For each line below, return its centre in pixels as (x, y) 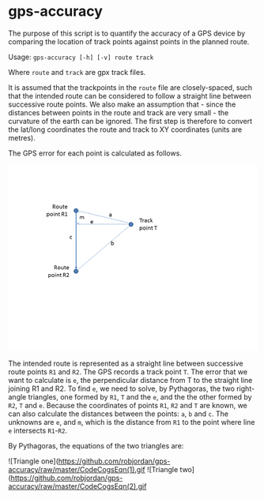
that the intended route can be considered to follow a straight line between (130, 96)
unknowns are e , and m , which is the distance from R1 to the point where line (132, 422)
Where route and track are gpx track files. (77, 72)
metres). (22, 137)
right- (245, 388)
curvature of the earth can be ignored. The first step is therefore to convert (130, 121)
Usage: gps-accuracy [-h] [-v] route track (81, 57)
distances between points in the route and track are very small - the (119, 112)
